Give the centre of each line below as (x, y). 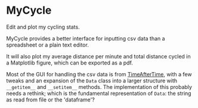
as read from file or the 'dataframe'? (51, 100)
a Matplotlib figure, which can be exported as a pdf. (69, 63)
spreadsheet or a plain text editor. (48, 45)
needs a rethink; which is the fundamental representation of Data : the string (99, 93)
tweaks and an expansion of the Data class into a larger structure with (92, 81)
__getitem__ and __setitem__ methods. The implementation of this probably (99, 87)
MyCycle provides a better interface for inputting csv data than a (86, 38)
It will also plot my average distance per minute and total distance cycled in (98, 56)
